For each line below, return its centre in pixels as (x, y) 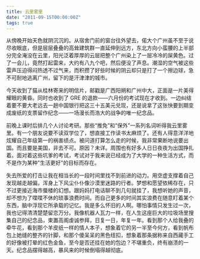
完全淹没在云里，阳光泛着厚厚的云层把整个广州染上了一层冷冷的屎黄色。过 (102, 55)
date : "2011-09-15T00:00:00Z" (44, 17)
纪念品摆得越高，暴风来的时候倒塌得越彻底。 (71, 250)
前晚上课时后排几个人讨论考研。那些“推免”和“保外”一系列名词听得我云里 (94, 125)
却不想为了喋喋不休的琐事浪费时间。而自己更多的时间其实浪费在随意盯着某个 (100, 198)
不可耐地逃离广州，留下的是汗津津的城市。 (58, 78)
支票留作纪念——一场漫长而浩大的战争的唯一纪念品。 (92, 113)
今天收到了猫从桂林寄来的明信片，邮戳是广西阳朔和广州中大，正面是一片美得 (100, 91)
